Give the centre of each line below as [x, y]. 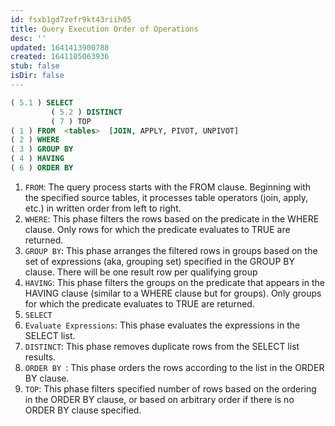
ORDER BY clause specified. [83, 410]
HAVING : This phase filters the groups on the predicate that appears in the [174, 282]
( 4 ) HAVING [37, 159]
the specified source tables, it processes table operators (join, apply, [166, 197]
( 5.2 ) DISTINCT [86, 112]
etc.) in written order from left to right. [103, 208]
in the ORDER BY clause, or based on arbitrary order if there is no [159, 399]
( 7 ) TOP [71, 121]
